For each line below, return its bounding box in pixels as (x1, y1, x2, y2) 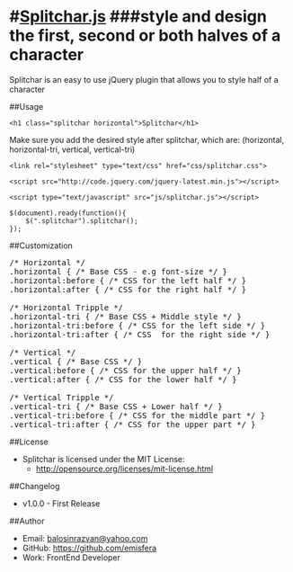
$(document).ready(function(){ (9, 209, 127, 218)
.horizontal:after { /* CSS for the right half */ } (9, 284, 247, 294)
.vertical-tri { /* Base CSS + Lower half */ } (9, 401, 223, 411)
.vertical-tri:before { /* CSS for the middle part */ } (9, 410, 266, 420)
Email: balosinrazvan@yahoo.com (22, 532, 148, 543)
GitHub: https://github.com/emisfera (22, 542, 157, 553)
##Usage (9, 101, 44, 112)
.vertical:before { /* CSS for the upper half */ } (9, 365, 243, 375)
